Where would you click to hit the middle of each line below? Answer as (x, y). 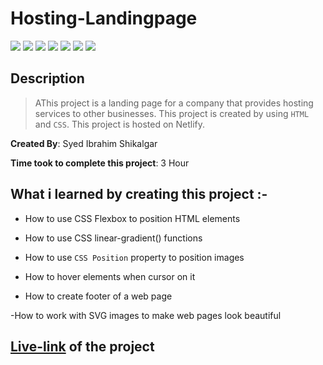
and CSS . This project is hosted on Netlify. (120, 124)
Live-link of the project (82, 346)
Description (47, 78)
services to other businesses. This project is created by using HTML (172, 113)
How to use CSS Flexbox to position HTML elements (132, 218)
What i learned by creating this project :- (139, 194)
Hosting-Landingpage (104, 18)
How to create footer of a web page (98, 296)
